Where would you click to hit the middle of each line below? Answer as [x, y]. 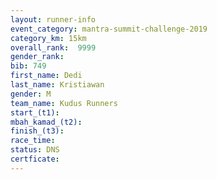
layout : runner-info [53, 19]
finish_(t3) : [37, 131]
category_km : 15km [48, 38]
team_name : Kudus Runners [64, 103]
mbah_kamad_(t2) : [46, 122]
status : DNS [35, 150]
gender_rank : [37, 57]
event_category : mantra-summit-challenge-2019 [109, 29]
